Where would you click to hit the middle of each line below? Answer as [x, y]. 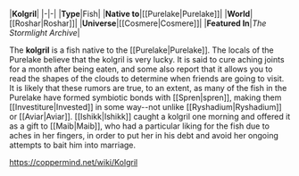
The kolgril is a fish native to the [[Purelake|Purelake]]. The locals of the [141, 50]
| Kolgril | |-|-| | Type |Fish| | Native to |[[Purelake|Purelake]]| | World [130, 14]
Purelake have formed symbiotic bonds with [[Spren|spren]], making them [145, 97]
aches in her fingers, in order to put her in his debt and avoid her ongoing [144, 135]
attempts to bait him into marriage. [73, 145]
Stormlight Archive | [45, 33]
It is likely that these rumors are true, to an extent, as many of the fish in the [148, 88]
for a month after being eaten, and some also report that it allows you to [141, 69]
